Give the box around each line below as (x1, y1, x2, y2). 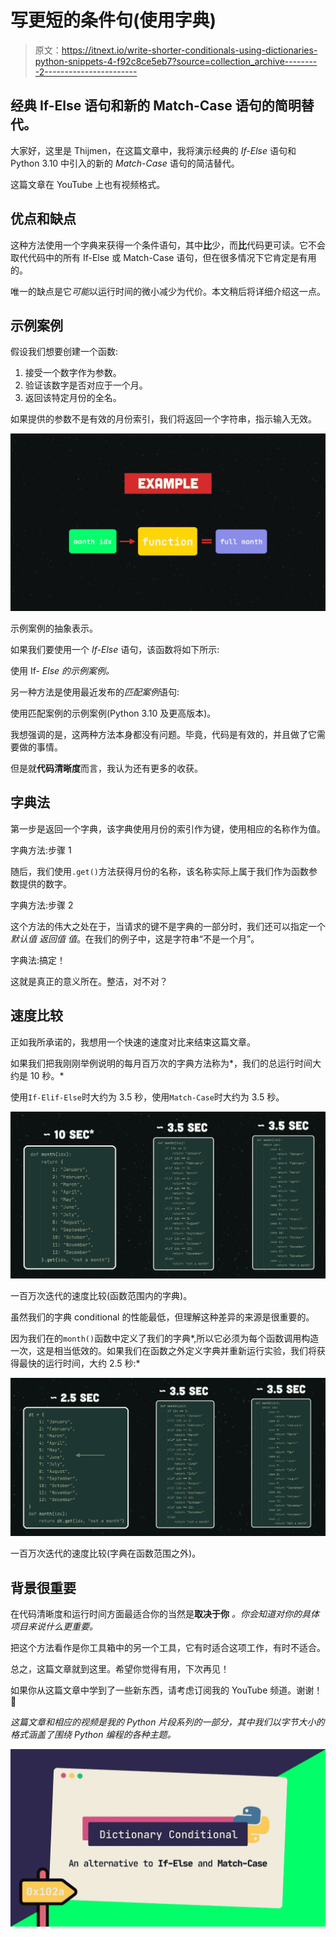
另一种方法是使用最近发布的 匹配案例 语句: (10, 686, 180, 698)
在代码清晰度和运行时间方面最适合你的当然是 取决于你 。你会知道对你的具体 (10, 1608, 320, 1620)
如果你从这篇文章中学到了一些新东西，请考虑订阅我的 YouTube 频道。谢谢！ (10, 1684, 323, 1696)
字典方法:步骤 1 (10, 844, 72, 856)
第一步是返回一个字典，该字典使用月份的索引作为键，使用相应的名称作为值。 (10, 822, 326, 835)
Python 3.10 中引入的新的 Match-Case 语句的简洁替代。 (10, 157, 240, 169)
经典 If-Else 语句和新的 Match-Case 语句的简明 (10, 97, 302, 115)
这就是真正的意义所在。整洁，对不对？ (10, 975, 168, 987)
